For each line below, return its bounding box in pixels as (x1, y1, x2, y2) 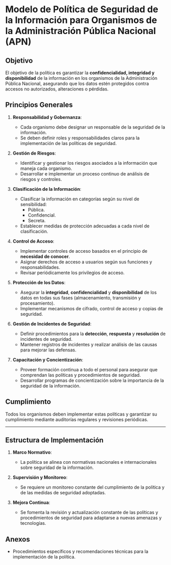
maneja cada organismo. (20, 165, 72, 171)
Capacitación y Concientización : (12, 356, 83, 363)
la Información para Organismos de (5, 14, 157, 26)
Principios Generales (5, 101, 73, 109)
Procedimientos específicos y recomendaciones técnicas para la (12, 548, 149, 555)
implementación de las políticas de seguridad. (20, 140, 117, 146)
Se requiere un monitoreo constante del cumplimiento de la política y (20, 484, 165, 490)
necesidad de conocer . (20, 253, 70, 259)
